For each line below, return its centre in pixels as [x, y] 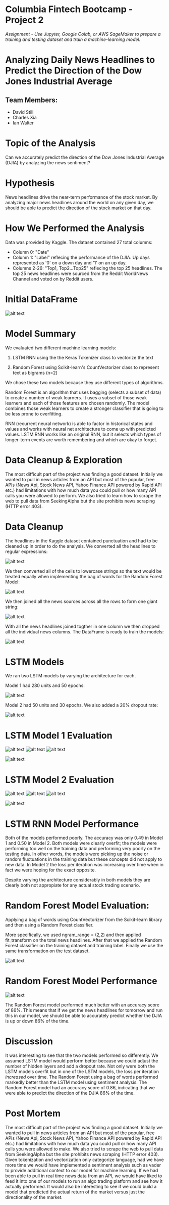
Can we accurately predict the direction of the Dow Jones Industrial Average [85, 157]
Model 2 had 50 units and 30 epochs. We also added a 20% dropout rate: [82, 705]
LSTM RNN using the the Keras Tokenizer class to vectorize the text [83, 357]
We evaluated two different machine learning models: [61, 348]
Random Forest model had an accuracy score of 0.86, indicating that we [80, 1088]
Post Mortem [33, 1114]
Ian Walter [23, 123]
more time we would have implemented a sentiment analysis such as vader [83, 1165]
